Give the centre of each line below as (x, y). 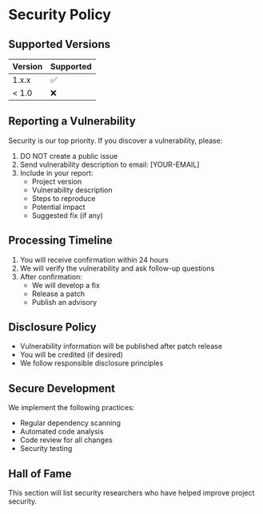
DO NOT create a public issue (69, 156)
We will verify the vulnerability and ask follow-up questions (117, 268)
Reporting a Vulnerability (72, 121)
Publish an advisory (64, 302)
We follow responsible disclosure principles (92, 363)
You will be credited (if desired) (72, 355)
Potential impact (58, 207)
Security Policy (60, 15)
